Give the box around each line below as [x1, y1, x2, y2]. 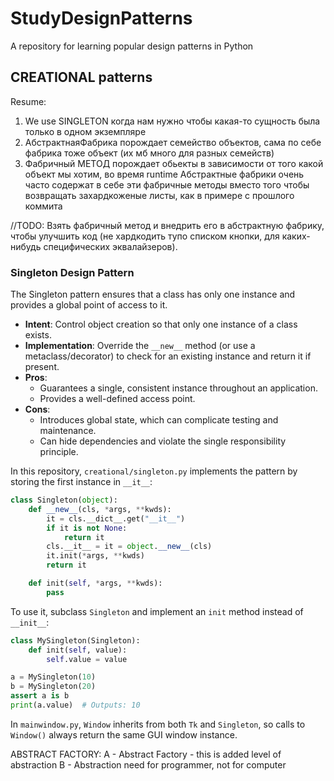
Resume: [10, 95, 47, 107]
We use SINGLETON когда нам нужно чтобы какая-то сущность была [24, 115, 321, 127]
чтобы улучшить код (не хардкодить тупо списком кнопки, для [10, 230, 280, 242]
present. [24, 361, 60, 373]
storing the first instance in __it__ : [10, 476, 153, 488]
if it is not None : [46, 523, 128, 533]
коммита [24, 200, 63, 212]
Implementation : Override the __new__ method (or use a [24, 340, 256, 352]
